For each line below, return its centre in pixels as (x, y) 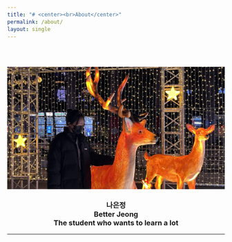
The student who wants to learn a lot (116, 223)
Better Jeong (116, 214)
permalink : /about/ (35, 22)
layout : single (29, 29)
